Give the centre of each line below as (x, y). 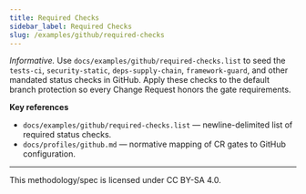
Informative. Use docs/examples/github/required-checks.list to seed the (148, 61)
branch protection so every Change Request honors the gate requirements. (150, 90)
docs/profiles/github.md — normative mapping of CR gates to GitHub (154, 144)
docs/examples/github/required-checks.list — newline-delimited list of (158, 125)
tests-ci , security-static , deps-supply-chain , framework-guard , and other (149, 70)
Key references (39, 107)
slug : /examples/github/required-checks (87, 35)
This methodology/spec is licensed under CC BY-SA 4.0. (115, 180)
